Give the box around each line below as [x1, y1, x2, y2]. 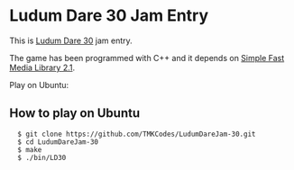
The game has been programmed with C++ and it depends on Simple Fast [9, 52, 285, 63]
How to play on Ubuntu [9, 105, 141, 121]
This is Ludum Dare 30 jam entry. [9, 35, 133, 46]
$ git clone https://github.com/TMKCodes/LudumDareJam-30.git [17, 130, 256, 139]
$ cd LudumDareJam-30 [17, 137, 99, 147]
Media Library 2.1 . [9, 62, 75, 73]
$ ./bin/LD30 [17, 153, 67, 162]
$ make [17, 145, 42, 154]
